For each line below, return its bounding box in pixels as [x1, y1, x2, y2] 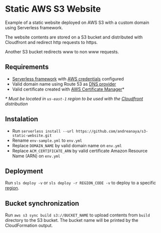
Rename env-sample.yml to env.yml [12, 137, 82, 143]
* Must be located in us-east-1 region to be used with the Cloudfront [5, 96, 143, 101]
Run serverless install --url [12, 128, 74, 134]
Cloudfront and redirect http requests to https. [5, 39, 98, 45]
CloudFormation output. [5, 223, 53, 229]
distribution [5, 101, 28, 107]
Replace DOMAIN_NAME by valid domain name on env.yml [12, 142, 122, 148]
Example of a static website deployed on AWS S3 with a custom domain [5, 19, 150, 25]
